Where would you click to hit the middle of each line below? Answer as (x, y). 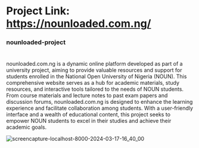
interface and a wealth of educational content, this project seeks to (88, 115)
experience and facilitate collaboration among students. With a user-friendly (100, 108)
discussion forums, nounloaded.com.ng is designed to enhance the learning (99, 102)
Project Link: (38, 11)
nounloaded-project (36, 42)
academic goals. (26, 127)
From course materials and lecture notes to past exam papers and (87, 95)
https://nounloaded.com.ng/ (79, 24)
